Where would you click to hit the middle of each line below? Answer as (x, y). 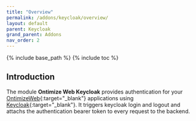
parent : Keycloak (29, 29)
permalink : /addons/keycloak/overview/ (57, 18)
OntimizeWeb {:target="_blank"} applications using (70, 98)
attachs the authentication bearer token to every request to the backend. (98, 111)
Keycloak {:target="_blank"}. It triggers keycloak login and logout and (93, 105)
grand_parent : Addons (34, 35)
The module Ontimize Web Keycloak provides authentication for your (95, 92)
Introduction (31, 77)
